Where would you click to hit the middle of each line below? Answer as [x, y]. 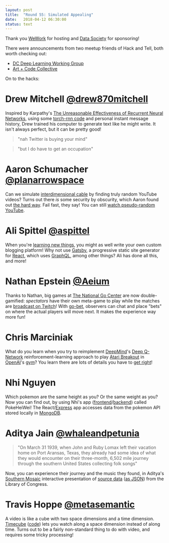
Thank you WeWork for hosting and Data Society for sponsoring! [72, 38]
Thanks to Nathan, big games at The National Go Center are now [72, 295]
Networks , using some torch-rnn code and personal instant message [77, 119]
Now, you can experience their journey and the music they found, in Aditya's [85, 473]
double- [149, 295]
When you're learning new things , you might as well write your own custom [83, 245]
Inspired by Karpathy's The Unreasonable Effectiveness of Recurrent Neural [84, 113]
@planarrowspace [45, 180]
